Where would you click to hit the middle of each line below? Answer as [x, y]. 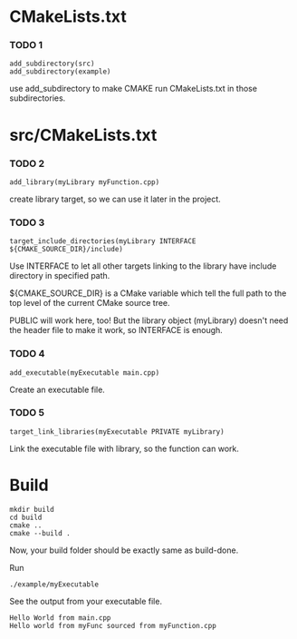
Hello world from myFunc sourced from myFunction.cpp [113, 625]
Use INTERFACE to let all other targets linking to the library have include [143, 266]
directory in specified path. [60, 276]
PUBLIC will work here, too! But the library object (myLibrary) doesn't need [149, 320]
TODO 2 [27, 163]
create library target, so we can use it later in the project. [115, 199]
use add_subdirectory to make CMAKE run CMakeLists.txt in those [134, 89]
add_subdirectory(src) [52, 64]
